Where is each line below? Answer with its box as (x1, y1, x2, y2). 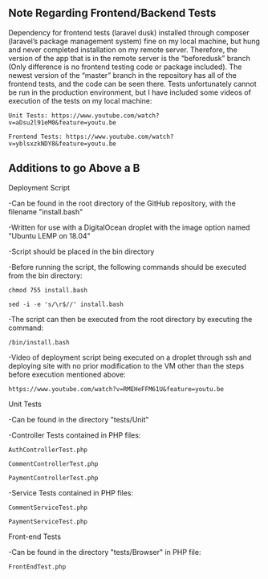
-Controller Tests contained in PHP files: (8, 430, 141, 440)
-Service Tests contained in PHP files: (8, 487, 134, 497)
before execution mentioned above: (8, 369, 126, 379)
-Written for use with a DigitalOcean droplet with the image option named (8, 222, 250, 232)
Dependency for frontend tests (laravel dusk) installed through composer (8, 27, 250, 37)
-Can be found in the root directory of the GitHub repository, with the (8, 198, 237, 208)
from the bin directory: (8, 271, 83, 280)
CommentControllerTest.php (8, 459, 99, 468)
